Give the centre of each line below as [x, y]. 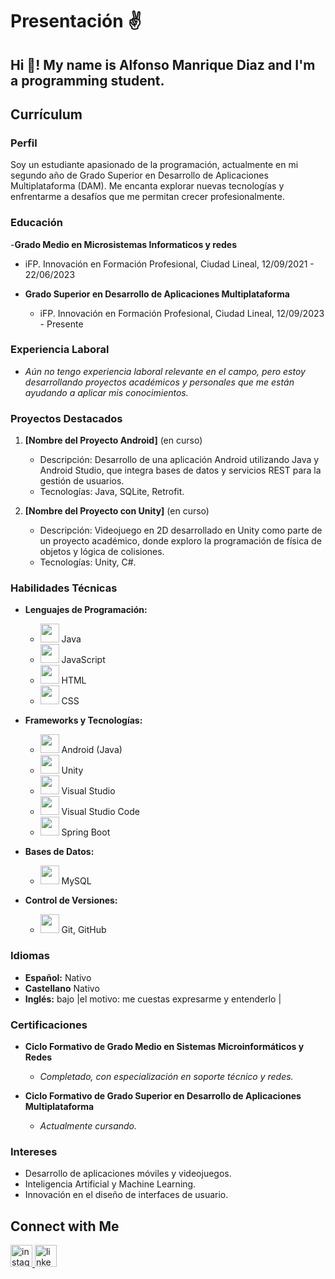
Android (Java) [92, 750]
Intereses [34, 1151]
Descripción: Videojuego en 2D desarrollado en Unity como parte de [181, 530]
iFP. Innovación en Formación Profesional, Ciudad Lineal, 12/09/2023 [182, 313]
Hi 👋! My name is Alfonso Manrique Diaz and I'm [163, 64]
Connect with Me [65, 1226]
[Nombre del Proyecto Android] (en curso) [113, 440]
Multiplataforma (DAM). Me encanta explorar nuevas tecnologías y [147, 186]
